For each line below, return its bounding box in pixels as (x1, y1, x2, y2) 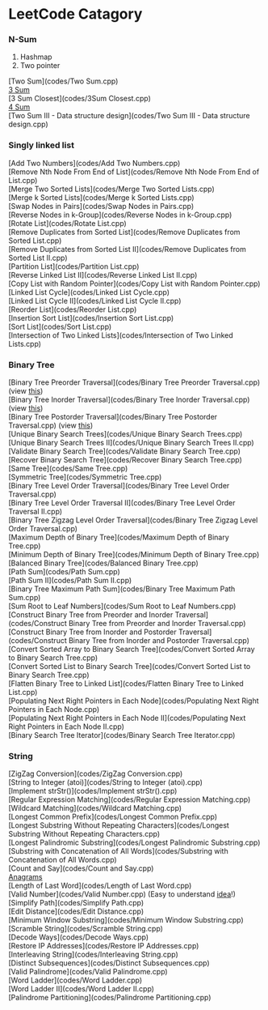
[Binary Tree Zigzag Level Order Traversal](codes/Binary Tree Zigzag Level (8, 515, 258, 525)
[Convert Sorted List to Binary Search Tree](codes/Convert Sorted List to (8, 662, 251, 671)
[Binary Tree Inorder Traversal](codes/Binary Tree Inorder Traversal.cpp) (8, 394, 250, 405)
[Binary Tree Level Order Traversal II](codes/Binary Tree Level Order (8, 498, 236, 508)
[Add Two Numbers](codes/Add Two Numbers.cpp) (8, 158, 181, 168)
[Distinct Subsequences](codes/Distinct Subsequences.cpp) (8, 958, 210, 968)
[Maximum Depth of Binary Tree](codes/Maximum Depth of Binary (8, 532, 230, 543)
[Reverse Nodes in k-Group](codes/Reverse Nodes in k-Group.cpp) (8, 210, 232, 219)
